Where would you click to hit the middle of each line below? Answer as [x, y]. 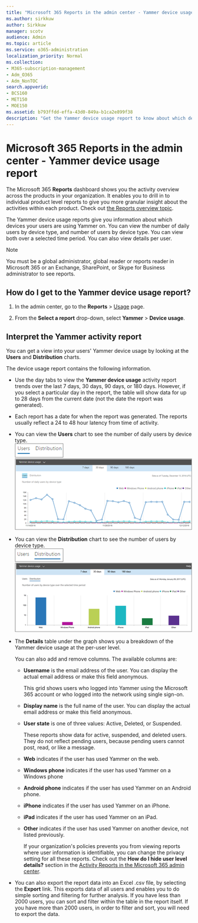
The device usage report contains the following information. [79, 369]
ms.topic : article [29, 44]
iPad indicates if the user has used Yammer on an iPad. [90, 817]
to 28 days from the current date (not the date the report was [89, 399]
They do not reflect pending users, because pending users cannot [104, 741]
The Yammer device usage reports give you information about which [89, 220]
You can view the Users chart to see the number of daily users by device [103, 434]
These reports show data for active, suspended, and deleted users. [105, 735]
